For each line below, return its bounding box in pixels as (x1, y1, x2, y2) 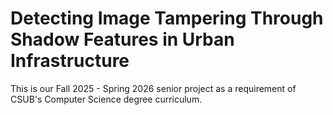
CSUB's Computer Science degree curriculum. (10, 93, 203, 105)
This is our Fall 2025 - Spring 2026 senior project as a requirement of (10, 82, 297, 94)
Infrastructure (10, 50, 130, 72)
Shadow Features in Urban (10, 28, 235, 51)
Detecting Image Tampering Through (10, 7, 324, 30)
